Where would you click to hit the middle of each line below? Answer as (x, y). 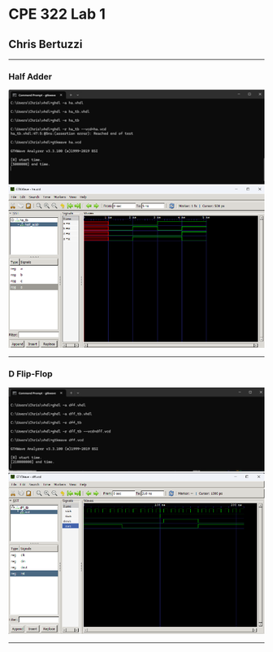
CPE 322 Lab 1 (57, 14)
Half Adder (30, 76)
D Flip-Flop (30, 374)
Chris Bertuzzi (45, 44)
